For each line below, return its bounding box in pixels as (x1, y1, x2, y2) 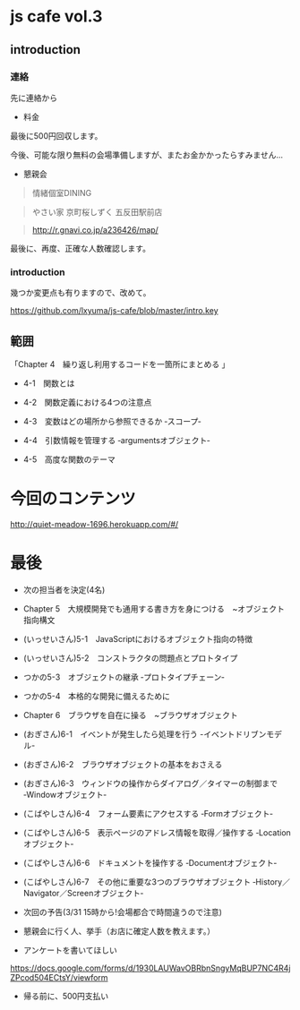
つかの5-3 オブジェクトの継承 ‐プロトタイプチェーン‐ (22, 672, 225, 682)
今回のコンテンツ (10, 489, 137, 509)
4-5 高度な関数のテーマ (22, 454, 116, 465)
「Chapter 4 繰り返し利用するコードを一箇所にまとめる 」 (10, 358, 230, 369)
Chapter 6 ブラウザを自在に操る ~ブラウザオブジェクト (22, 709, 238, 720)
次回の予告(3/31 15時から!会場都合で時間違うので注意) (22, 906, 223, 917)
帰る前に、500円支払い (22, 990, 109, 1001)
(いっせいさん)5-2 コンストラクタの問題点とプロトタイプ (22, 652, 238, 663)
